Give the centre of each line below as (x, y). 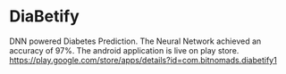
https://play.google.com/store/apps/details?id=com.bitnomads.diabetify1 (143, 60)
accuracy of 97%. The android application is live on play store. (124, 50)
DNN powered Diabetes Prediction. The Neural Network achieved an (135, 41)
